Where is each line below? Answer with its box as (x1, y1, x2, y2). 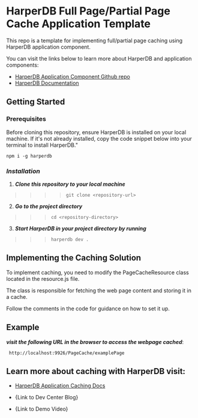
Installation (6, 167, 40, 175)
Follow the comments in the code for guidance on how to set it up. (6, 305, 170, 312)
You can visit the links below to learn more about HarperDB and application (6, 55, 192, 62)
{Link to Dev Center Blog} (14, 394, 79, 401)
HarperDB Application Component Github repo (14, 73, 130, 80)
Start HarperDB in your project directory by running (14, 224, 147, 232)
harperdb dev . (50, 236, 89, 242)
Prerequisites (6, 115, 46, 123)
